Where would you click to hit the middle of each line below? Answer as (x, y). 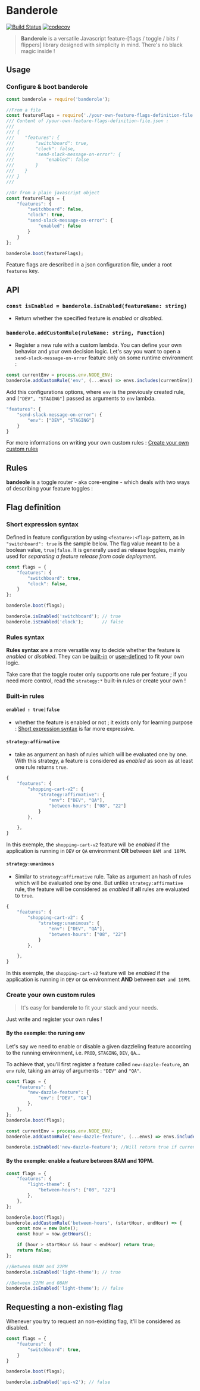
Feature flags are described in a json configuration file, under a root (89, 265)
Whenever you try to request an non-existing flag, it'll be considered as (93, 1321)
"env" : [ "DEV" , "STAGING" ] (61, 420)
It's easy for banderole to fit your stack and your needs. (90, 1008)
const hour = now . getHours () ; (54, 1234)
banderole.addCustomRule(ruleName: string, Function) (86, 333)
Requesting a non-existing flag (65, 1307)
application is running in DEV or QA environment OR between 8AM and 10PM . (96, 851)
